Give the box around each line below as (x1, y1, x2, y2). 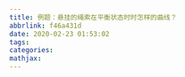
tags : (9, 37, 29, 47)
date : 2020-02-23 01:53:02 (9, 29, 110, 38)
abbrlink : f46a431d (9, 21, 82, 30)
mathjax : (9, 54, 42, 63)
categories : (9, 46, 54, 55)
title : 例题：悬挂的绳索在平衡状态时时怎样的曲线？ (9, 12, 177, 22)
